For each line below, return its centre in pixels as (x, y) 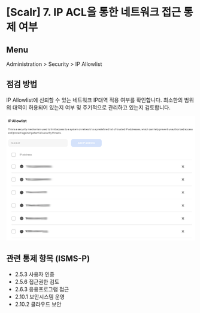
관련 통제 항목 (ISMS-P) (48, 259)
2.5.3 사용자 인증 (35, 274)
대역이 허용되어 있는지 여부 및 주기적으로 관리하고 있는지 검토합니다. (91, 107)
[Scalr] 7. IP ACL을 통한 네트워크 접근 (94, 12)
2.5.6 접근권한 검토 (37, 281)
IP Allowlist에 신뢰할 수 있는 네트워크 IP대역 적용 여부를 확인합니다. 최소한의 (95, 100)
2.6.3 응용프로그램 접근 (42, 289)
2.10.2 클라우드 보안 (38, 304)
